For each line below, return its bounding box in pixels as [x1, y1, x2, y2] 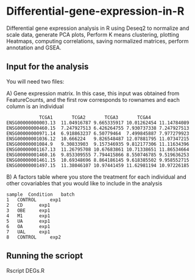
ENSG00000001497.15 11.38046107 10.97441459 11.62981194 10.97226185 [6, 162, 190, 168]
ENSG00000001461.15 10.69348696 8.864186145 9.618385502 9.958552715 [6, 157, 190, 163]
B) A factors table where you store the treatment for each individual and [6, 173, 187, 181]
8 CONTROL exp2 [6, 234, 62, 240]
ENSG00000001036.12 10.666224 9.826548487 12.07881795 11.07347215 [6, 135, 190, 142]
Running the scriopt [6, 251, 83, 261]
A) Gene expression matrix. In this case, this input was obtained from [6, 90, 180, 97]
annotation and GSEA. [6, 44, 62, 51]
